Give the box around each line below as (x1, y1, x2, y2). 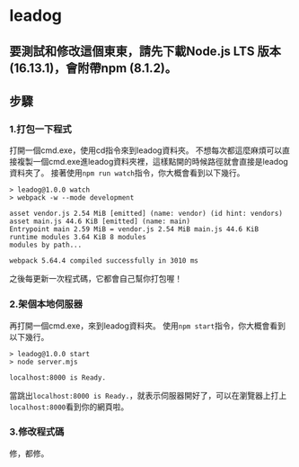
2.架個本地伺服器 (9, 298, 84, 310)
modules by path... (9, 240, 83, 250)
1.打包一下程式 (9, 122, 72, 135)
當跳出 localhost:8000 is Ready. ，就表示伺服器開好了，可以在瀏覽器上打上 (9, 390, 287, 400)
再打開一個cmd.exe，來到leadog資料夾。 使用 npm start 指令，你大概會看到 (9, 320, 286, 331)
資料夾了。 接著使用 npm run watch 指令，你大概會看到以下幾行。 (9, 167, 245, 178)
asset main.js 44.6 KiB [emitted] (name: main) (9, 217, 191, 226)
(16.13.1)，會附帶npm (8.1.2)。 (9, 60, 178, 76)
